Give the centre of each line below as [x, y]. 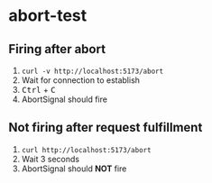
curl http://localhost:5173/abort [86, 150]
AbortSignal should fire [64, 99]
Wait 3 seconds [51, 159]
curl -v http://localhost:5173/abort [92, 71]
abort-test [48, 16]
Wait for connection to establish [81, 80]
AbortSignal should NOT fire [74, 169]
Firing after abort [57, 49]
